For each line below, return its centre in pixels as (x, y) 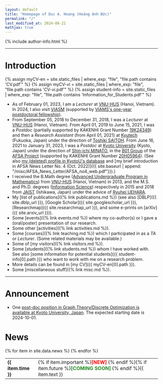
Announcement (37, 294)
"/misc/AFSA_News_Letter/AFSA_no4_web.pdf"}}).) (64, 171)
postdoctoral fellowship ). (37, 114)
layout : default (21, 9)
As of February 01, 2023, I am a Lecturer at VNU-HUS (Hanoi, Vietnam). (83, 104)
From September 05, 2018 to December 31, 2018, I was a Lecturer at (80, 120)
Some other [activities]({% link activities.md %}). (61, 228)
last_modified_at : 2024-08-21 (36, 23)
